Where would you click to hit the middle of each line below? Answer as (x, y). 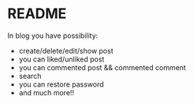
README (37, 14)
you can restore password (61, 84)
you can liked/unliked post (62, 59)
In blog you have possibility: (53, 35)
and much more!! (47, 92)
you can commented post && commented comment (102, 67)
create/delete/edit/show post (66, 50)
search (30, 76)
